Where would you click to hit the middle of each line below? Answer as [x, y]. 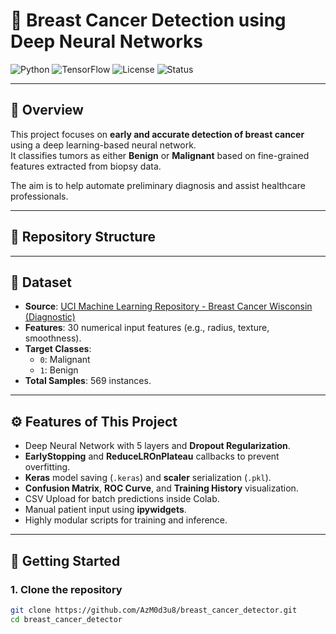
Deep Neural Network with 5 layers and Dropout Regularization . [157, 446]
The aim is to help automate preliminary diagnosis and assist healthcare [158, 185]
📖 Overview [47, 110]
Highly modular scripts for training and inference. [126, 520]
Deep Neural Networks [106, 41]
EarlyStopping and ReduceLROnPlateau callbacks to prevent [152, 456]
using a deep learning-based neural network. [103, 145]
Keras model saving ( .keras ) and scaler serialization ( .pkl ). [148, 478]
